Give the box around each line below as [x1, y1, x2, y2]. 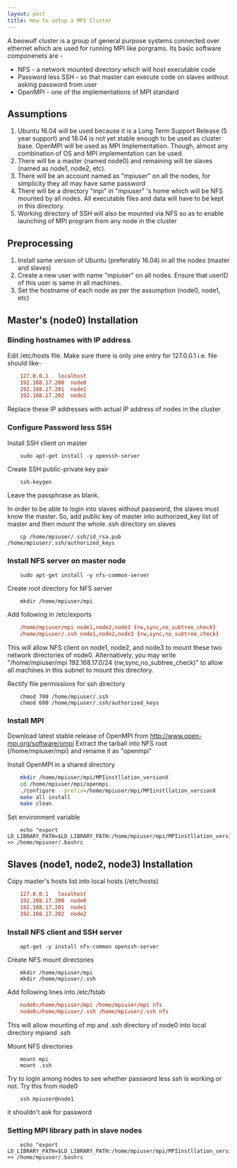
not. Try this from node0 [7, 1082, 78, 1090]
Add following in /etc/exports [7, 610, 92, 618]
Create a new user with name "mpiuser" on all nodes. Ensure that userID [17, 271, 229, 280]
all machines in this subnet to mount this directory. [7, 666, 154, 674]
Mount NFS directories [7, 1042, 73, 1050]
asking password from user [17, 80, 97, 88]
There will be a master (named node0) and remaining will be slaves [17, 157, 213, 165]
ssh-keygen [20, 478, 52, 485]
